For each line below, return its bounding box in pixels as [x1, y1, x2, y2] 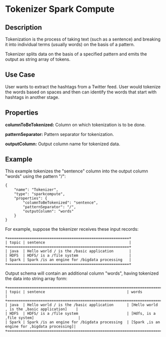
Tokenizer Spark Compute [5, 3, 115, 15]
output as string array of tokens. [5, 56, 71, 62]
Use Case [5, 71, 36, 79]
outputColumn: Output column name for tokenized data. [5, 141, 121, 147]
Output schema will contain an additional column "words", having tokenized [5, 270, 159, 276]
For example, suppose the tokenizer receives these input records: [5, 226, 139, 232]
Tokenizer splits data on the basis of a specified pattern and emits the [5, 51, 147, 57]
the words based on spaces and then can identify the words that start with [5, 89, 157, 95]
